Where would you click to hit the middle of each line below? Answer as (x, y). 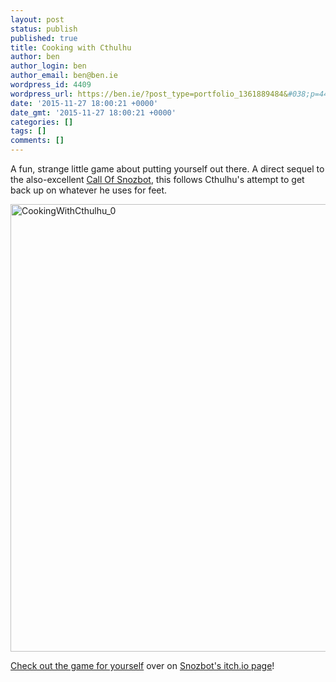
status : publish (44, 29)
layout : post (37, 19)
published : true (44, 38)
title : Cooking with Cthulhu (71, 47)
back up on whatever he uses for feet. (89, 190)
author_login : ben (48, 66)
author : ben (35, 57)
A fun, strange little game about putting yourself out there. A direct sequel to (167, 169)
